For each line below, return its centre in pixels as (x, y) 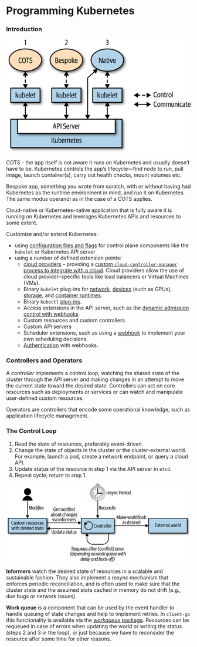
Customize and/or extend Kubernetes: (52, 234)
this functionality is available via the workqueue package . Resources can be (98, 620)
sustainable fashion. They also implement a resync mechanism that (87, 577)
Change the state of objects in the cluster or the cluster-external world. (100, 450)
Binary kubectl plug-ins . (52, 302)
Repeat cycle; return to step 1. (50, 475)
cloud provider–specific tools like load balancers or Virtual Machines (106, 277)
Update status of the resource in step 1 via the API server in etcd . (93, 469)
